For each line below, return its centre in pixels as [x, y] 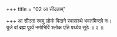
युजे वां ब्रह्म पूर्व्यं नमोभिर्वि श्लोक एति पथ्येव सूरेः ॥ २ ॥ [55, 27]
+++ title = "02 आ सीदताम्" [36, 9]
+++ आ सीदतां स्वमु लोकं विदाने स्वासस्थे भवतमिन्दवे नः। [59, 21]
